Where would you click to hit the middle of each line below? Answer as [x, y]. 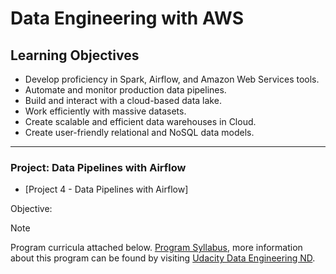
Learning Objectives [75, 55]
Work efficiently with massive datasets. [105, 111]
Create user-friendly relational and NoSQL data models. [139, 132]
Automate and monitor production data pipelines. [125, 90]
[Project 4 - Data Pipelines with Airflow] [106, 189]
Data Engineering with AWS [127, 18]
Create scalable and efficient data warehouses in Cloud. [140, 121]
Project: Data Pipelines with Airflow [98, 167]
